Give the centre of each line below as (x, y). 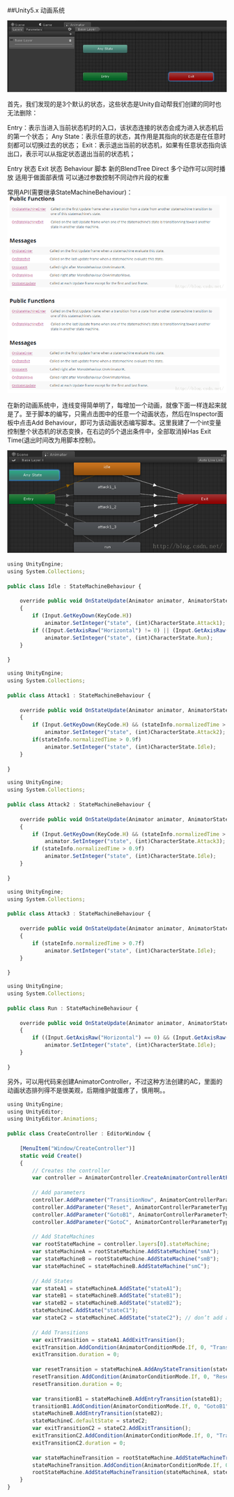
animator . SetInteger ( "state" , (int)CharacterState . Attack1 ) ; (135, 623)
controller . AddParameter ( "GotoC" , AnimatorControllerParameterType (132, 1222)
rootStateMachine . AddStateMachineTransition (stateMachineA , (121, 1473)
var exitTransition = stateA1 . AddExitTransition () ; (109, 1340)
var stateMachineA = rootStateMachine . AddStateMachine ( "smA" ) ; (126, 1252)
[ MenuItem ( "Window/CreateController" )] (78, 1148)
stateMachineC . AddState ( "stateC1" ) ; (85, 1311)
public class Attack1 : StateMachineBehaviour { (79, 695)
